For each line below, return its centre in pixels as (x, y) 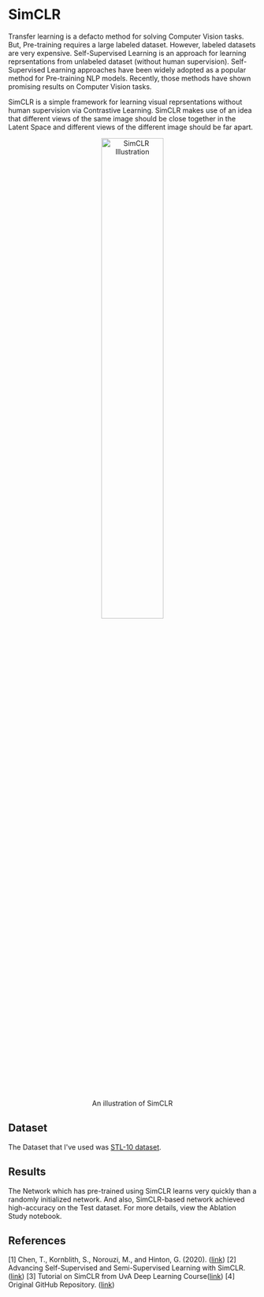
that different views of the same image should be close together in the (122, 118)
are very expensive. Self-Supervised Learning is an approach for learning (127, 53)
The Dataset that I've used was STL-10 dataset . (85, 1147)
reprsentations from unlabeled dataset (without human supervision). (119, 61)
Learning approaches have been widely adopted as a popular (147, 69)
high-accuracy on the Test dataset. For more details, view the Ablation (122, 1207)
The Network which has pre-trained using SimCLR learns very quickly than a (132, 1191)
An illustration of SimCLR (132, 1103)
